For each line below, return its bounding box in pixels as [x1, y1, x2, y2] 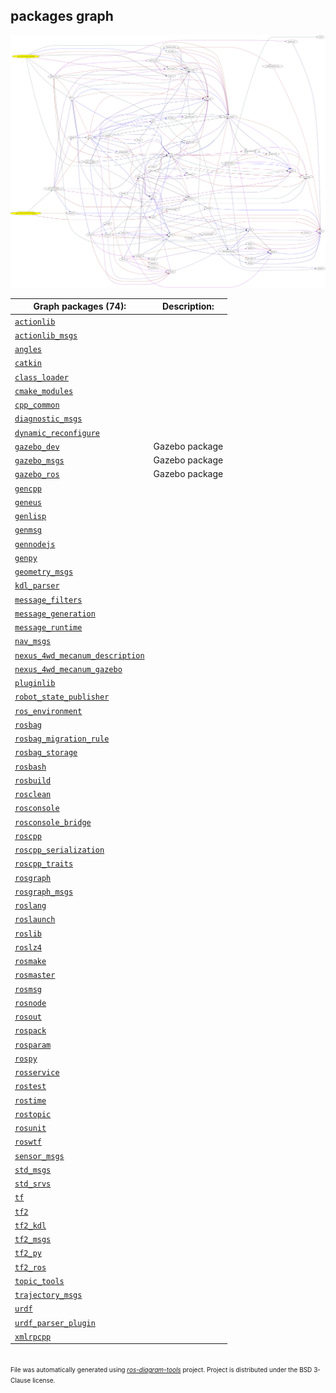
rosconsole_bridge [14, 817, 92, 828]
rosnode [14, 998, 47, 1008]
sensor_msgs [14, 1151, 65, 1161]
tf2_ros [14, 1262, 47, 1273]
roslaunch [14, 915, 56, 925]
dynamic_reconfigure [14, 428, 101, 438]
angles [14, 345, 42, 355]
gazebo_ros [14, 470, 60, 480]
